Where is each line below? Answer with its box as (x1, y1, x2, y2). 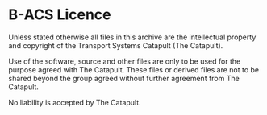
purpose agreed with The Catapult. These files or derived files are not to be (8, 64, 260, 74)
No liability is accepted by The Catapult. (8, 97, 141, 107)
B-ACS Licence (8, 6, 111, 24)
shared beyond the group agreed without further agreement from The (8, 73, 240, 83)
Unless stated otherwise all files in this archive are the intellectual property (8, 32, 257, 42)
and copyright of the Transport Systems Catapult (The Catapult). (8, 40, 223, 50)
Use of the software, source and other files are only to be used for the (8, 56, 241, 66)
